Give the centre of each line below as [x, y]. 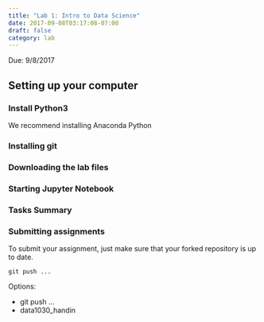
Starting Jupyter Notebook [61, 188]
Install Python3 [38, 108]
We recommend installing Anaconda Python [80, 125]
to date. [21, 257]
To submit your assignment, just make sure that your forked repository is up [132, 248]
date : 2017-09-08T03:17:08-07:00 [64, 23]
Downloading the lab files [58, 167]
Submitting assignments [56, 231]
